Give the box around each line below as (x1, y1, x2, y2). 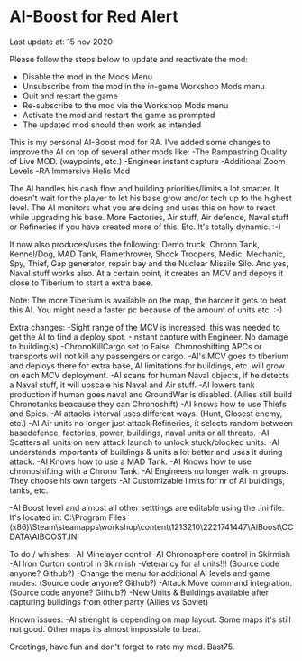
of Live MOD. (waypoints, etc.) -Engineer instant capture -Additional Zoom (9, 155, 286, 166)
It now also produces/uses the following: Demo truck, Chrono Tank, (9, 238, 260, 249)
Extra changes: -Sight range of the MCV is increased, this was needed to (9, 321, 281, 332)
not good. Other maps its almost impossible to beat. (9, 623, 202, 634)
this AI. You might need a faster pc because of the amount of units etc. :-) (9, 304, 283, 315)
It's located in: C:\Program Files (9, 512, 126, 523)
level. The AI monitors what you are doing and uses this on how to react (9, 201, 276, 213)
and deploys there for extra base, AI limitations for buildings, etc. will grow (9, 359, 286, 371)
